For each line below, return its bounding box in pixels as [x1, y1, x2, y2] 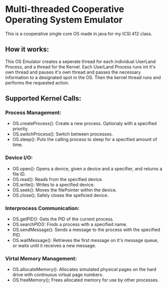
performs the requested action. [5, 79, 69, 85]
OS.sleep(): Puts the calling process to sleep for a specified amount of [12, 136, 157, 142]
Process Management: [5, 109, 61, 116]
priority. [12, 126, 29, 132]
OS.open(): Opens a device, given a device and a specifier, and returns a [12, 165, 162, 171]
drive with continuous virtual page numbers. [12, 271, 103, 278]
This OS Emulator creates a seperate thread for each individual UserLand [5, 58, 156, 64]
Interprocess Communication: [5, 204, 80, 211]
